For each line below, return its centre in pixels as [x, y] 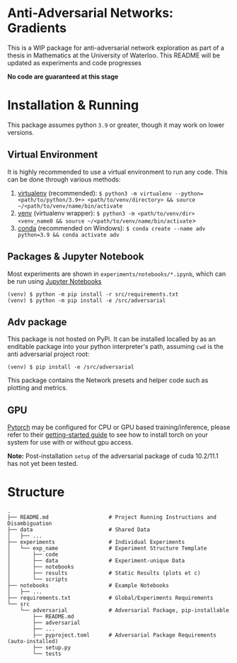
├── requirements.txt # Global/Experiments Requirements [110, 598]
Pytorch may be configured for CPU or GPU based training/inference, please [119, 428]
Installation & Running [73, 105]
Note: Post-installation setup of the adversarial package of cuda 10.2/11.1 [113, 456]
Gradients [37, 28]
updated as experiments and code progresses [74, 62]
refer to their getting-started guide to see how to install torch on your [108, 435]
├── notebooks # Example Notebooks [88, 586]
